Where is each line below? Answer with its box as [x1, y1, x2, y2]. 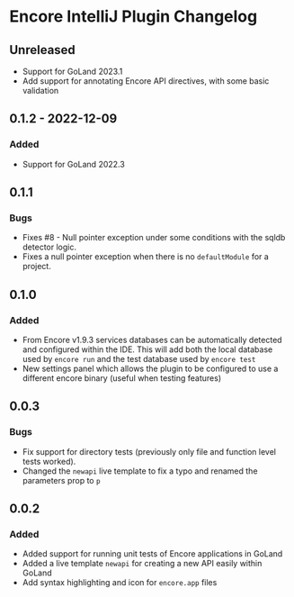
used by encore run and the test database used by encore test [22, 354, 256, 365]
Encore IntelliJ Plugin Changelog [9, 6, 258, 27]
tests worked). [22, 456, 76, 466]
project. [22, 261, 51, 272]
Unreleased [9, 42, 76, 58]
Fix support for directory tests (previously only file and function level [22, 446, 277, 457]
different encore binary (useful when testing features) [22, 373, 222, 384]
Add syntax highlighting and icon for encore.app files [22, 577, 218, 588]
